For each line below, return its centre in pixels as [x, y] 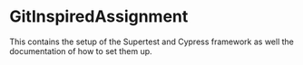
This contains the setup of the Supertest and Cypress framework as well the [152, 42]
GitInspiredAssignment [99, 17]
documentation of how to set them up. [81, 51]
